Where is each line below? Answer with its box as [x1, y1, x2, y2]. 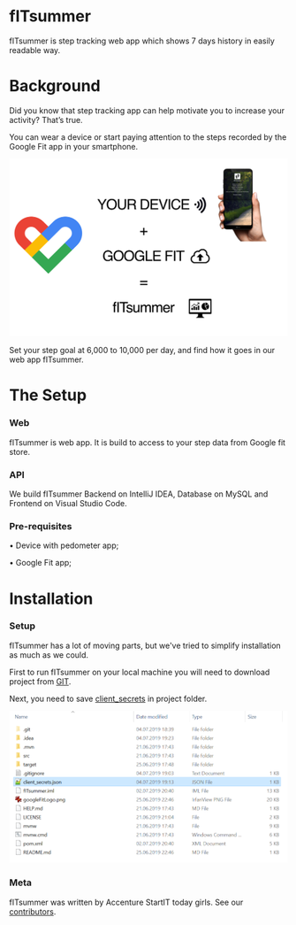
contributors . [9, 906, 57, 917]
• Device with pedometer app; [9, 540, 119, 551]
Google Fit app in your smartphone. [9, 141, 139, 151]
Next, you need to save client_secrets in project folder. [9, 693, 208, 704]
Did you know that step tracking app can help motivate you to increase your [9, 104, 285, 116]
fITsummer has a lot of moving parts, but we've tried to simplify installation [9, 640, 281, 651]
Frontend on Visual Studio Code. [9, 498, 127, 509]
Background [9, 76, 101, 96]
